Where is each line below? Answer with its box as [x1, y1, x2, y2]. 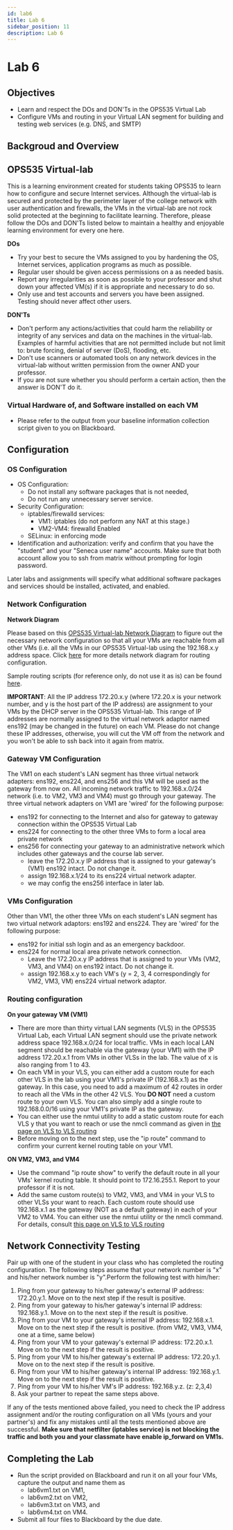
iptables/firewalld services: [27, 510, 105, 518]
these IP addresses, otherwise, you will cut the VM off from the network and [7, 729, 225, 737]
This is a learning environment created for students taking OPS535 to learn [7, 182, 221, 191]
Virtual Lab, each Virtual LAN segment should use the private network [17, 1031, 217, 1039]
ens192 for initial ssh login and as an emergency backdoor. [17, 940, 185, 949]
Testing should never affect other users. [17, 298, 132, 306]
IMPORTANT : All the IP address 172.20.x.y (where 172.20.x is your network [7, 692, 222, 700]
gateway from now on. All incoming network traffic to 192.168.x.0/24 [7, 784, 202, 793]
